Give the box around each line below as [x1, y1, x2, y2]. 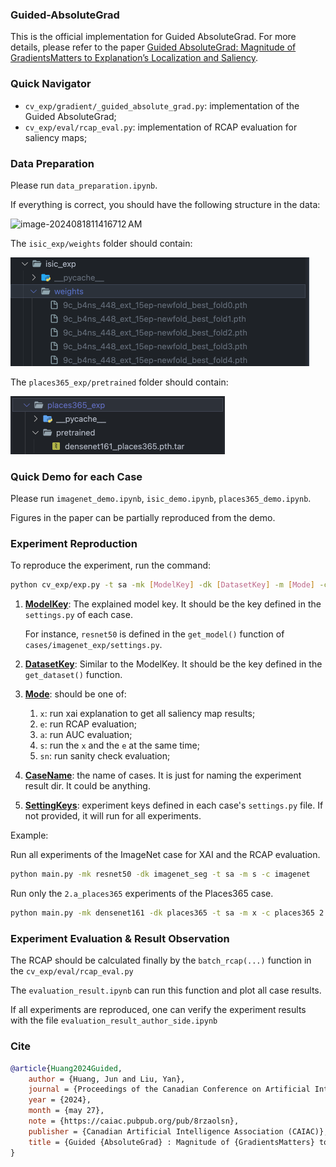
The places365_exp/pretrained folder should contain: [10, 376, 229, 388]
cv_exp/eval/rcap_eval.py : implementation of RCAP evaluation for [24, 121, 298, 133]
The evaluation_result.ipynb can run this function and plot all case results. [10, 984, 322, 997]
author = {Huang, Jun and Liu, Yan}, [28, 1074, 186, 1084]
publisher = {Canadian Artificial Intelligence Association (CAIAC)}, [28, 1126, 329, 1137]
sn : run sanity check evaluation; [39, 750, 171, 762]
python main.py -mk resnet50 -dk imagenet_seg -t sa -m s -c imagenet [10, 869, 311, 880]
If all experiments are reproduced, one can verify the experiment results [10, 1004, 307, 1016]
